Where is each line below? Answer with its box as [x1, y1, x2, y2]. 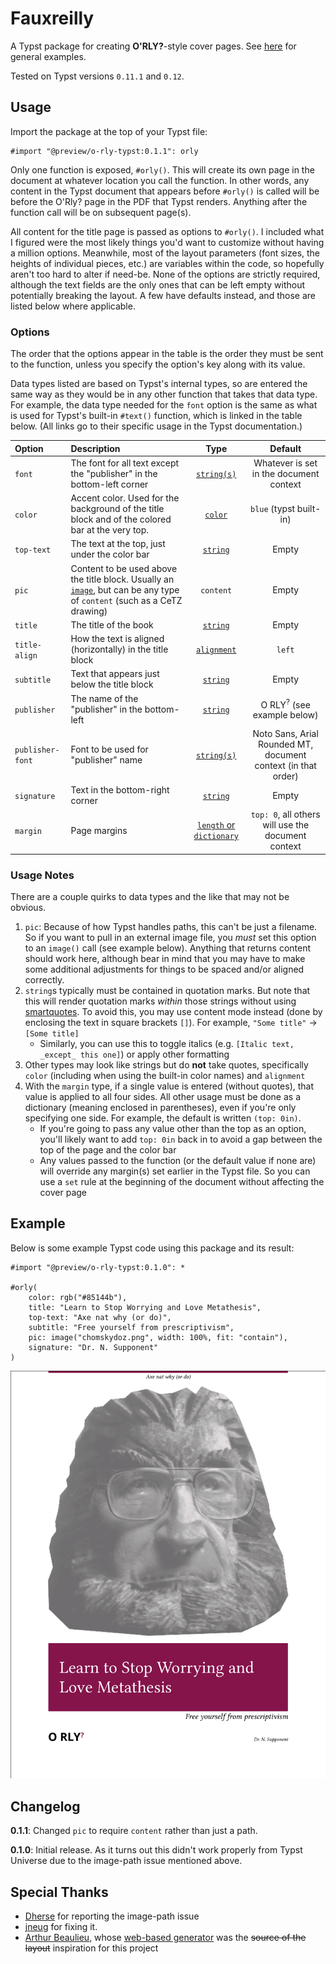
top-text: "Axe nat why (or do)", [28, 1312, 172, 1322]
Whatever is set [253, 457, 318, 469]
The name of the [70, 692, 139, 704]
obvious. [10, 902, 47, 914]
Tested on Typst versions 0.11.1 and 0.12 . [10, 70, 185, 82]
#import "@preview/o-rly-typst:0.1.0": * [10, 1262, 186, 1272]
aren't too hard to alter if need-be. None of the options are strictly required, [10, 268, 321, 280]
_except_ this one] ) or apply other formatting [39, 1048, 230, 1061]
